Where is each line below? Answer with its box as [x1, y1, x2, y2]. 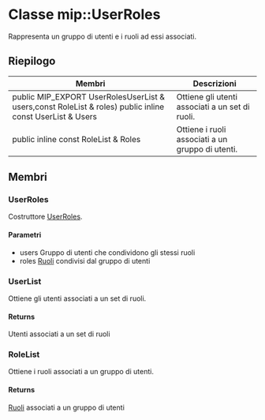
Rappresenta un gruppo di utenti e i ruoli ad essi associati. [8, 32, 197, 41]
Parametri [8, 231, 42, 240]
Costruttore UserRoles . [8, 212, 83, 222]
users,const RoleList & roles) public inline [12, 101, 165, 112]
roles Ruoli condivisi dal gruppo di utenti [19, 256, 151, 265]
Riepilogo [8, 54, 56, 68]
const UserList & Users [12, 111, 97, 122]
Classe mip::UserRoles [8, 6, 161, 24]
